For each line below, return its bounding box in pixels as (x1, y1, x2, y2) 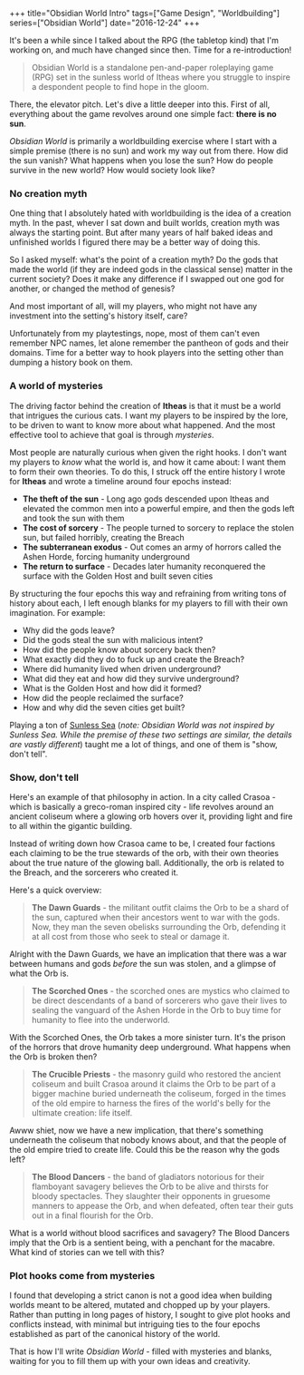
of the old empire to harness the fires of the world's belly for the (31, 1097, 271, 1108)
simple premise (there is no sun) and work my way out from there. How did (9, 145, 289, 156)
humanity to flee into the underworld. (31, 1014, 170, 1025)
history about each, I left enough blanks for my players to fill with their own (9, 598, 289, 609)
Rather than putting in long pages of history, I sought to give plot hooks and (9, 1310, 291, 1321)
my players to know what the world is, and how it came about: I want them (9, 456, 287, 467)
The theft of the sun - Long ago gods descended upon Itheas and (22, 493, 270, 504)
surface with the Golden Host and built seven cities (22, 570, 214, 581)
